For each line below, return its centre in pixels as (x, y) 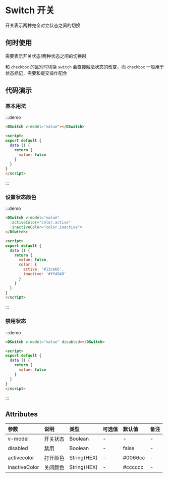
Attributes (21, 414)
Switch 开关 (30, 10)
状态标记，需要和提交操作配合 (36, 73)
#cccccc (133, 467)
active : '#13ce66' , (44, 269)
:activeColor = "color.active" (40, 223)
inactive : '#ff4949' (45, 274)
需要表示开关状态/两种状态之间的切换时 (46, 56)
